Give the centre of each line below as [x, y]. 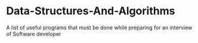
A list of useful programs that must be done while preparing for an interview [99, 27]
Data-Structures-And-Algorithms [91, 11]
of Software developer [34, 33]
